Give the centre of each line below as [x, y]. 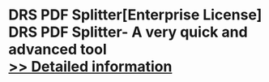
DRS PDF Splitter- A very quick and [128, 32]
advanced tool [58, 50]
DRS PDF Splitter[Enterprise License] [135, 15]
